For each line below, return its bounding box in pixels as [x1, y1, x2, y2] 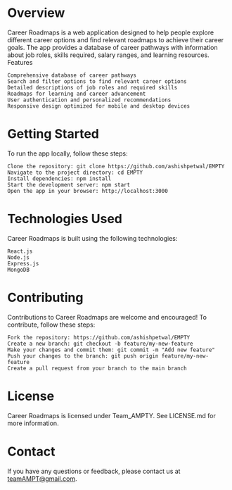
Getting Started [7, 126, 100, 142]
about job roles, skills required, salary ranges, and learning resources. [7, 51, 210, 59]
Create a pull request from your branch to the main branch [7, 365, 188, 372]
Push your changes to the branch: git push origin [7, 352, 159, 360]
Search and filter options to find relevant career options [7, 77, 188, 85]
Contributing [7, 290, 84, 306]
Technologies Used [7, 211, 123, 227]
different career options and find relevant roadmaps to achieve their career [7, 35, 224, 44]
